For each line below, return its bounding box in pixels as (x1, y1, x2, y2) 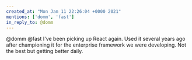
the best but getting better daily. (6, 48, 83, 55)
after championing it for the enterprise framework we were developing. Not (6, 41, 187, 48)
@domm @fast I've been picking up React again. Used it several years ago (6, 36, 186, 43)
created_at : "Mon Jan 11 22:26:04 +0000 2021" (6, 8, 121, 15)
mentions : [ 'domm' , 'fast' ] (6, 14, 75, 20)
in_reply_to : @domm (6, 19, 54, 25)
